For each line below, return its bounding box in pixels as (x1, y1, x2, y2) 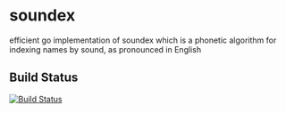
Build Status (9, 70, 79, 85)
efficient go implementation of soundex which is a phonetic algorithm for (9, 35, 277, 45)
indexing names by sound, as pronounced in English (9, 44, 202, 54)
